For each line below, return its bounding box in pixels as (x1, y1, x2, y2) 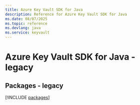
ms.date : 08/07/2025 (5, 16, 48, 21)
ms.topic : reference (5, 21, 48, 26)
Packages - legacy (5, 81, 63, 90)
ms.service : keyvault (5, 30, 50, 35)
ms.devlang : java (5, 26, 41, 31)
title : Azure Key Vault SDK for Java (5, 7, 83, 12)
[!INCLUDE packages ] (5, 95, 50, 100)
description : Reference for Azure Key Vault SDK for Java (5, 12, 127, 17)
